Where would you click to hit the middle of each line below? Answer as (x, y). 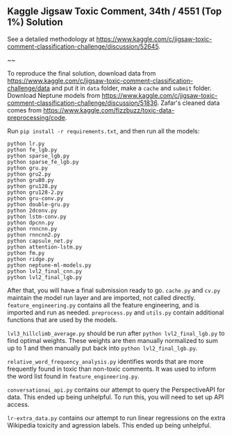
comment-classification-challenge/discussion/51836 (82, 103)
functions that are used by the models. (63, 319)
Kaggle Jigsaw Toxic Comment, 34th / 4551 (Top (115, 11)
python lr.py (26, 144)
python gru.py (28, 168)
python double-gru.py (39, 204)
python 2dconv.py (32, 210)
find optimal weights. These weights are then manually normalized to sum (113, 340)
